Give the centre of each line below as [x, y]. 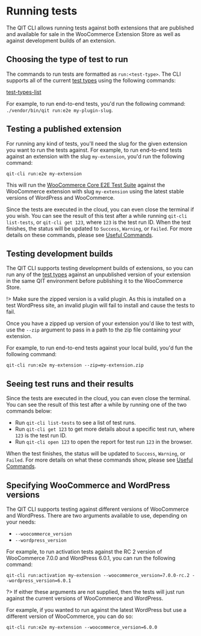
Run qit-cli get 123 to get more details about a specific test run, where [105, 429]
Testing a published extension [64, 129]
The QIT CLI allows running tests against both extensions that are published [100, 28]
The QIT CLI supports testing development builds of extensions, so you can [100, 268]
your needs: [21, 522]
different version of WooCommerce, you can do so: [70, 616]
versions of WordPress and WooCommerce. [61, 197]
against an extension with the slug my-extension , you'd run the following [95, 156]
